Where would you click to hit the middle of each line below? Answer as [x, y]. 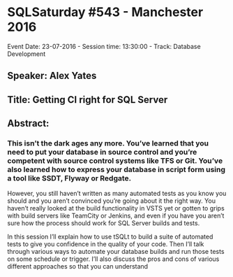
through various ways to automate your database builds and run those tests [116, 252]
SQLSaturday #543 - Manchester [105, 12]
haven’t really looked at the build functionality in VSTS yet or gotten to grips [116, 208]
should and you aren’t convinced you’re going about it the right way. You [112, 201]
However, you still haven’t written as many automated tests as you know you [117, 194]
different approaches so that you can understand [78, 267]
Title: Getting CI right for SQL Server [88, 100]
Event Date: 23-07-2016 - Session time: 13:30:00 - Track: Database [104, 46]
